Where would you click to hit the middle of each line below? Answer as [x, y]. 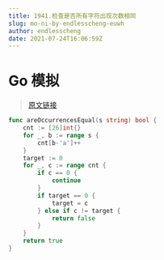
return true [43, 241]
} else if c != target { [79, 211]
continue [66, 181]
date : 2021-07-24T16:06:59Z [56, 38]
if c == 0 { [58, 173]
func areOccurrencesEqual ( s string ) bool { [83, 121]
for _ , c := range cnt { [65, 166]
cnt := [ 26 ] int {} [52, 128]
